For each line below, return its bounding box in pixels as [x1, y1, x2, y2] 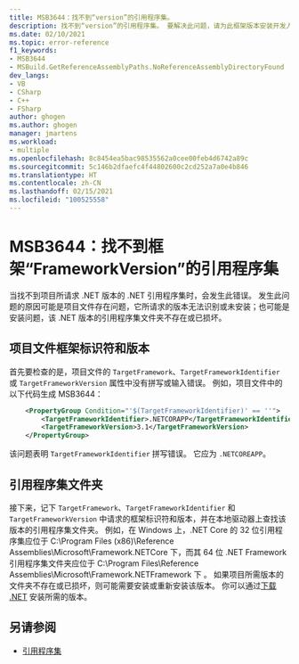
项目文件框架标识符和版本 [9, 340, 149, 357]
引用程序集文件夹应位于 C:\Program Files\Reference [9, 558, 199, 569]
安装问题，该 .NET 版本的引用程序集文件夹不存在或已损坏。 [9, 312, 227, 323]
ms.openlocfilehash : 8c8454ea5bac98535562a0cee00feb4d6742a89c [9, 153, 249, 163]
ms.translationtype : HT [9, 170, 98, 179]
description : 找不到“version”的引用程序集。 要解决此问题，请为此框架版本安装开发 [9, 21, 287, 30]
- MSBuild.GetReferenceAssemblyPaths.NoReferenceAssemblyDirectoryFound [9, 63, 285, 72]
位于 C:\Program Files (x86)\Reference [32, 536, 174, 546]
